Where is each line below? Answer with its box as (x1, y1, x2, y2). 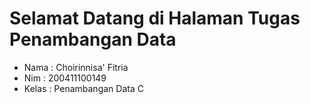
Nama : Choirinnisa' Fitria (23, 61, 129, 73)
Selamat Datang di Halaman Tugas (9, 7, 301, 30)
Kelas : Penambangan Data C (23, 82, 144, 94)
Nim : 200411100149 (23, 72, 107, 84)
